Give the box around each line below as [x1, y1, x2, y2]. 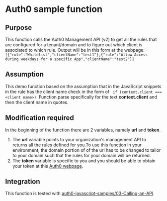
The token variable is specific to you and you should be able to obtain [12, 158, 156, 164]
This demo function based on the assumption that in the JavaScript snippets [5, 83, 162, 89]
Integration [5, 178, 41, 186]
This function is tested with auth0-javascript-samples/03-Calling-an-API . [5, 191, 155, 197]
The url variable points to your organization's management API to [12, 136, 147, 142]
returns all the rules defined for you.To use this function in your [12, 142, 142, 148]
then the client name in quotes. [5, 99, 69, 105]
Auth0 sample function [5, 3, 103, 15]
